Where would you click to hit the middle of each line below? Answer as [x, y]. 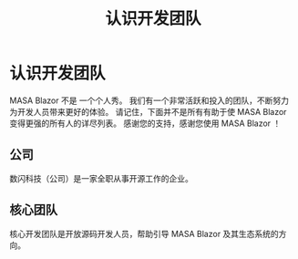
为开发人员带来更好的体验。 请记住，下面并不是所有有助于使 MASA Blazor [148, 111]
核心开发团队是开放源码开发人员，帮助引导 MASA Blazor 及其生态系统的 [144, 233]
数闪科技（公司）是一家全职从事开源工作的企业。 [101, 178]
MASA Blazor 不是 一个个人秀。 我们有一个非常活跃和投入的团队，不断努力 [149, 100]
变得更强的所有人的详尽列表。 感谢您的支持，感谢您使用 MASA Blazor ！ [145, 123]
